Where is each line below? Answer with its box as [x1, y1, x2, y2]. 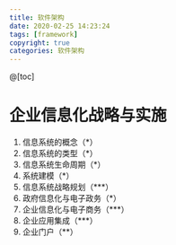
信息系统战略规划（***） [22, 181, 114, 193]
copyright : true [9, 38, 70, 48]
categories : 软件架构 [9, 47, 85, 56]
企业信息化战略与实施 [9, 105, 168, 126]
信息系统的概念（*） [22, 136, 98, 148]
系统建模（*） [22, 171, 75, 181]
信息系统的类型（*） [22, 148, 98, 159]
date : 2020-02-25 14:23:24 [9, 22, 110, 31]
